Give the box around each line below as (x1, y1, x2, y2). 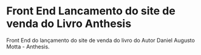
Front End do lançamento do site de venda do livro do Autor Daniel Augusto (6, 36, 196, 44)
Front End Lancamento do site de (6, 4, 176, 18)
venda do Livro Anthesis (6, 17, 132, 30)
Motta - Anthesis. (6, 43, 50, 50)
